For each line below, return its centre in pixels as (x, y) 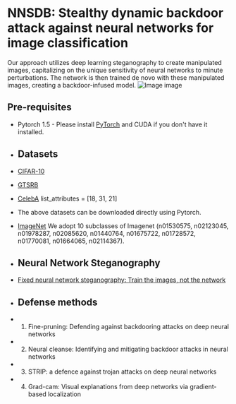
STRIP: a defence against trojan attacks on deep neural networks (122, 372)
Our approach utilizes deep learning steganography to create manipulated (114, 62)
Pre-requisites (39, 107)
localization (65, 394)
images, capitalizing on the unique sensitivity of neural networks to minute (115, 70)
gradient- (203, 387)
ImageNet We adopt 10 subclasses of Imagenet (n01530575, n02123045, (123, 226)
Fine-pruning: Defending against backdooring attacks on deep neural (128, 327)
